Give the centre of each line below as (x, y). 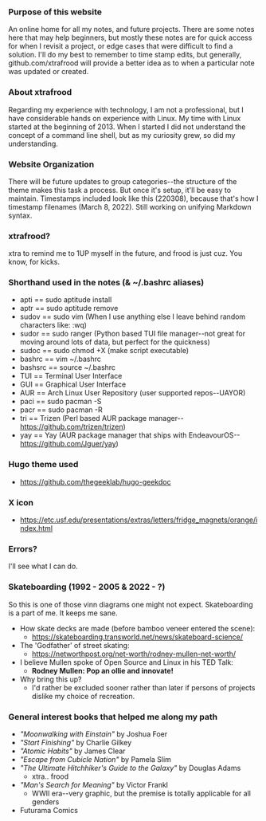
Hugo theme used (43, 465)
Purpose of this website (55, 12)
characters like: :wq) (53, 325)
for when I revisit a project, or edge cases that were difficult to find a (121, 46)
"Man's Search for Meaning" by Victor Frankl (94, 784)
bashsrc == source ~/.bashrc (68, 367)
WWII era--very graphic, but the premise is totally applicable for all (141, 793)
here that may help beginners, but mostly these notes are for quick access (130, 37)
